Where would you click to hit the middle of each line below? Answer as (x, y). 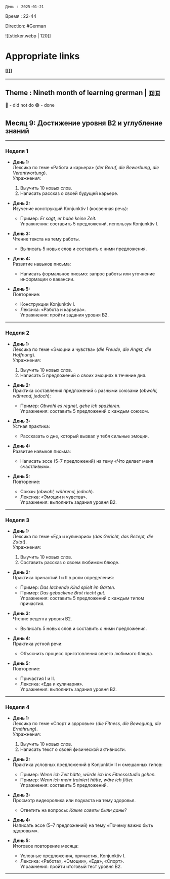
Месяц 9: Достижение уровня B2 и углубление (84, 123)
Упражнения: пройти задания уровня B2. (64, 315)
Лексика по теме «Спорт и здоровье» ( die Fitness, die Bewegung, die (87, 724)
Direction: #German (26, 26)
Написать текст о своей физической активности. (73, 749)
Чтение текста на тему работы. (46, 239)
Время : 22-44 (21, 16)
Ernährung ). (25, 729)
